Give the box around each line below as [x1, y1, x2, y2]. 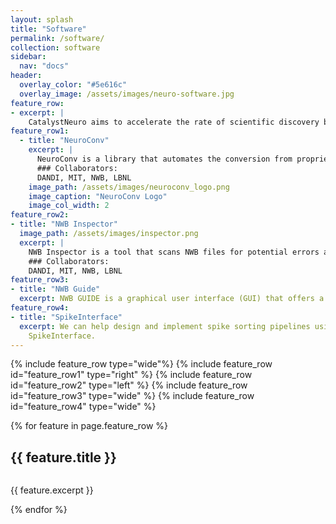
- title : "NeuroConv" [19, 136, 110, 146]
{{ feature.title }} [10, 449, 117, 466]
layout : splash [10, 14, 74, 25]
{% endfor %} [10, 504, 68, 516]
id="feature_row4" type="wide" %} [10, 401, 157, 413]
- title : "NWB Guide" [10, 284, 101, 295]
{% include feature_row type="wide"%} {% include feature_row [10, 358, 273, 370]
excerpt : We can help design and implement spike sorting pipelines [19, 321, 311, 331]
